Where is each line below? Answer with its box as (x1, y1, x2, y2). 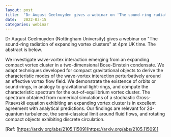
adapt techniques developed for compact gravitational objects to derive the (5, 67, 164, 74)
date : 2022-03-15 (5, 17, 47, 22)
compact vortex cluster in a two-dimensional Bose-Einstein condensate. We (5, 62, 164, 68)
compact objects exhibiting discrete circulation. (5, 116, 105, 123)
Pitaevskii (5, 100, 25, 106)
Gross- (136, 95, 151, 101)
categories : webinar (5, 21, 49, 27)
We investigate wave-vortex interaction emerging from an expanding (5, 57, 149, 63)
